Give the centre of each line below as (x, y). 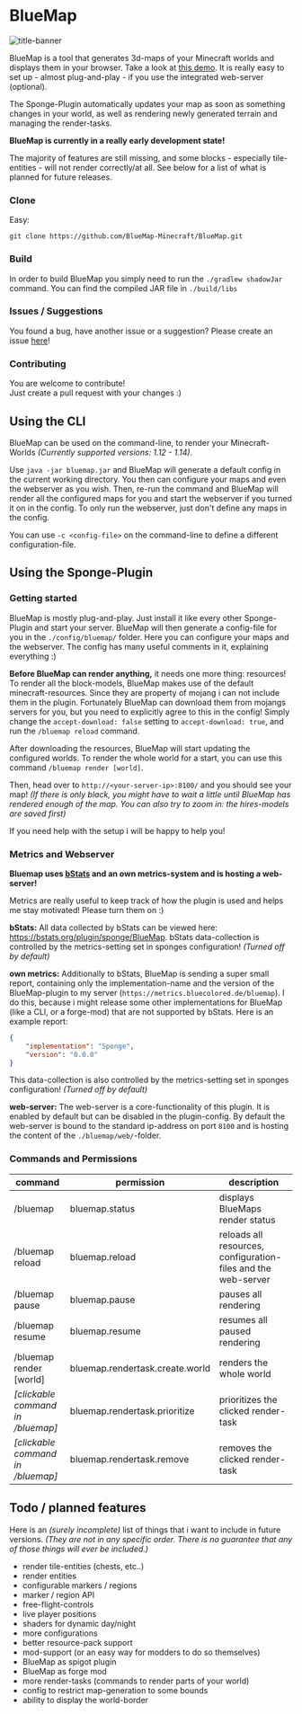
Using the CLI (48, 421)
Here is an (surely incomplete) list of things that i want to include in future (145, 1530)
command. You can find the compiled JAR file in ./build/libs (124, 288)
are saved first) (38, 813)
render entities (49, 1576)
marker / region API (58, 1594)
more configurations (60, 1633)
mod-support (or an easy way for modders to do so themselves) (141, 1652)
